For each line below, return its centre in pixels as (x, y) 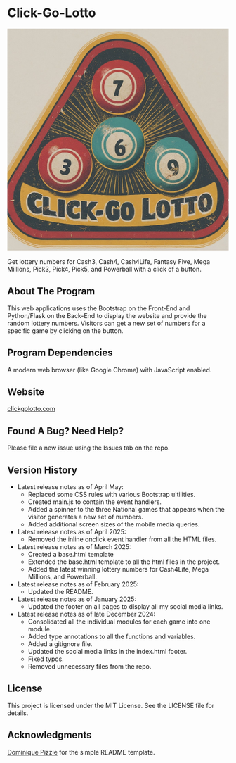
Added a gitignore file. (60, 644)
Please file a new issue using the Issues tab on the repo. (88, 448)
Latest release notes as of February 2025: (78, 584)
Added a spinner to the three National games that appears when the (126, 509)
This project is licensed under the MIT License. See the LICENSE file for (111, 705)
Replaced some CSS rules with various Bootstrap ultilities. (112, 494)
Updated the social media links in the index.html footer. (107, 651)
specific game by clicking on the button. (65, 330)
